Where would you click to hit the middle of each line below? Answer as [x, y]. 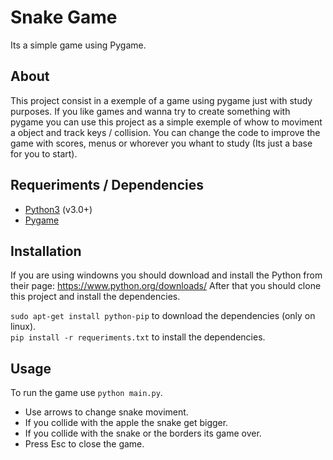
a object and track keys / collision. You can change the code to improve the [165, 132]
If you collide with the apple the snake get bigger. [126, 423]
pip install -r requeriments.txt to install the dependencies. [138, 337]
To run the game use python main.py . [86, 393]
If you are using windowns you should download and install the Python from [166, 275]
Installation [46, 251]
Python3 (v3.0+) [58, 209]
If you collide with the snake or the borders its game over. [143, 433]
